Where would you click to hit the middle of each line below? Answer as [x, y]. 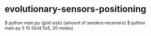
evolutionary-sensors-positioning [75, 9]
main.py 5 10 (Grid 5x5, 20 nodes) [39, 28]
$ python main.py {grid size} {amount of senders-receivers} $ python [75, 23]
